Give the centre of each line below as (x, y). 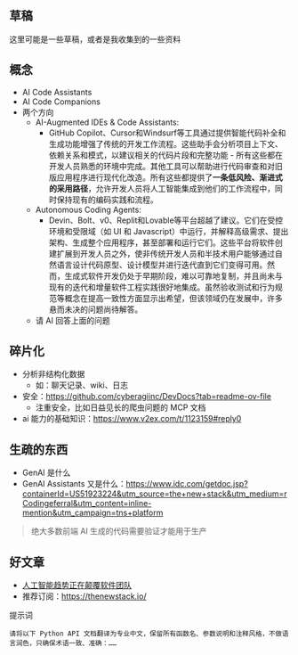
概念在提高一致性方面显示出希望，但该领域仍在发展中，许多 (173, 298)
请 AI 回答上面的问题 (72, 320)
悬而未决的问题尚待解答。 (96, 309)
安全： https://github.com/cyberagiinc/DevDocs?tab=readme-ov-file (146, 397)
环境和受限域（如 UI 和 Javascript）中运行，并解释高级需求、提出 (169, 231)
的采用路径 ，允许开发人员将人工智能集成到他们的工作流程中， (162, 188)
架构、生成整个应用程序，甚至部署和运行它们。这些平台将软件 (162, 242)
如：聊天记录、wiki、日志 (82, 385)
